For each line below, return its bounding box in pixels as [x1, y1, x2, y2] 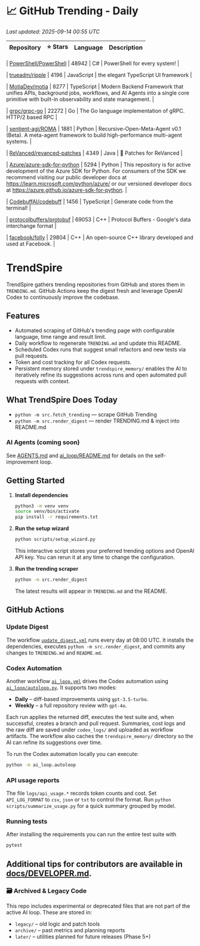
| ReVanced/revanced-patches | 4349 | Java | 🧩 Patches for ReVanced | [6, 149, 183, 157]
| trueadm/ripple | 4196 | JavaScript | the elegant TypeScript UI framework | [6, 71, 192, 78]
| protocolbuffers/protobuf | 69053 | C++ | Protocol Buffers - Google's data [6, 216, 191, 223]
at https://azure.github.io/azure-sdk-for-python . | [6, 186, 127, 194]
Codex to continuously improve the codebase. [6, 293, 120, 301]
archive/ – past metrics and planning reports [14, 927, 125, 933]
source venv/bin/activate [14, 509, 79, 515]
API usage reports [6, 776, 60, 784]
